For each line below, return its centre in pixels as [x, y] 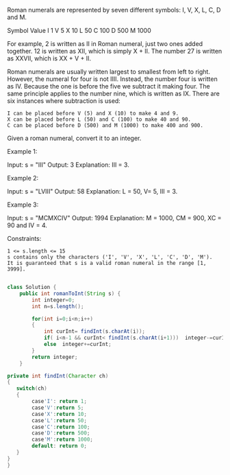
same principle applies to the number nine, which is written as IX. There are [114, 93]
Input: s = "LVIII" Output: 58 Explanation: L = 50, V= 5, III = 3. [92, 191]
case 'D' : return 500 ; [61, 433]
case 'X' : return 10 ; [60, 414]
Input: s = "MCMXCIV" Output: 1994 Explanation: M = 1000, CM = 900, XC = [114, 218]
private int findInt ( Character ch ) [58, 376]
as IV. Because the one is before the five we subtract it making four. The [108, 86]
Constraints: [24, 239]
